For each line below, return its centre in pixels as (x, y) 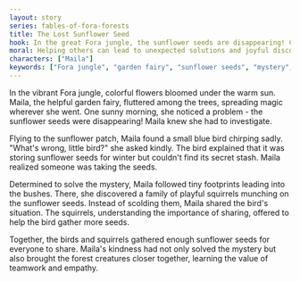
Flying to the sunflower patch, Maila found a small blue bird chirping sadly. (146, 138)
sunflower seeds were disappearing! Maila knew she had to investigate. (141, 120)
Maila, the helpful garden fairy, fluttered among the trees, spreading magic (146, 102)
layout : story (36, 17)
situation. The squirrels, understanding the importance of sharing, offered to (150, 212)
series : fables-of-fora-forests (69, 26)
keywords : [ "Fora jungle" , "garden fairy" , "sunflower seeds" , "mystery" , (151, 68)
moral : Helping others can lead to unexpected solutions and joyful (139, 51)
